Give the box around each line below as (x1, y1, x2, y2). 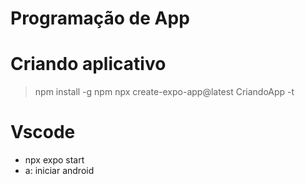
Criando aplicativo (10, 53, 167, 76)
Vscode (10, 121, 76, 144)
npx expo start (24, 154, 85, 166)
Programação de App (10, 7, 190, 30)
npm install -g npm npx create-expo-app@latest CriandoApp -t (34, 86, 295, 98)
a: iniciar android (24, 165, 95, 177)
